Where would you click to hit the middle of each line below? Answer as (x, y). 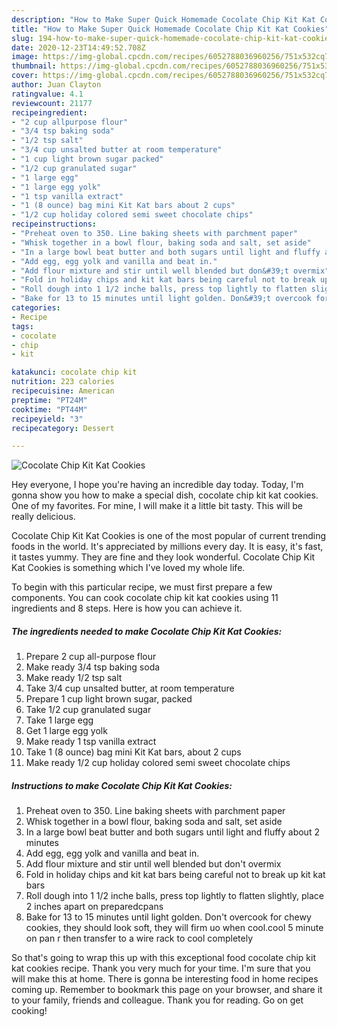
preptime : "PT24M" (49, 400)
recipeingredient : (49, 112)
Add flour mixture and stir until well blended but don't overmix (153, 864)
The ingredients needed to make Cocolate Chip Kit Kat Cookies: (147, 631)
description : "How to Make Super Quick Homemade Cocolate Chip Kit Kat (163, 19)
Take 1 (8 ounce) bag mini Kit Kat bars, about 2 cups (133, 752)
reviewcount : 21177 (52, 103)
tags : (22, 326)
